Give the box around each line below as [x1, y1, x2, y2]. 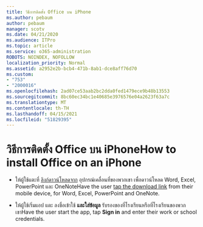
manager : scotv [6, 26, 45, 32]
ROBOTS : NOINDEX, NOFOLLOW [6, 54, 75, 60]
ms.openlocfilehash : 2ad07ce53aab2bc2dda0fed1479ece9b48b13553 [6, 88, 170, 94]
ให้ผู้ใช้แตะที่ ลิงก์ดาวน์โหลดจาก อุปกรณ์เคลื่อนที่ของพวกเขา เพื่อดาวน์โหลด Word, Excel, [15, 176, 196, 183]
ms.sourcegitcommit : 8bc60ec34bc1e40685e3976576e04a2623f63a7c [6, 94, 170, 100]
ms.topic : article [6, 43, 53, 49]
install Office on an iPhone [6, 156, 142, 170]
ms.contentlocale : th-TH [6, 105, 69, 111]
